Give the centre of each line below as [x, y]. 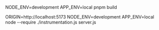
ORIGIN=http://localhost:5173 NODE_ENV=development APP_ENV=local [80, 17]
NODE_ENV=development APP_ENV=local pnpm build [61, 7]
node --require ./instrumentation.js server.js [51, 22]
